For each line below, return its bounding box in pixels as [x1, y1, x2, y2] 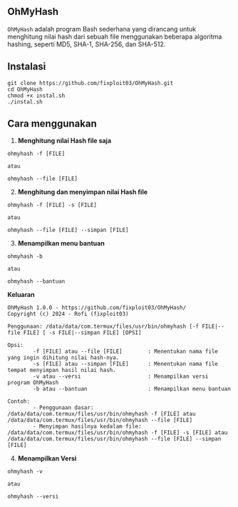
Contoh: [7, 398, 31, 406]
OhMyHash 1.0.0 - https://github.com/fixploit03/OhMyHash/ [7, 304, 187, 311]
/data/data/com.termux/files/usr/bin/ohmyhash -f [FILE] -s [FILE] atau [7, 429, 228, 436]
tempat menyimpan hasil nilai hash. [7, 367, 116, 374]
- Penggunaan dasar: [33, 404, 94, 411]
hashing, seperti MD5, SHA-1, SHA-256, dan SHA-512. [7, 39, 166, 49]
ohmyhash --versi [7, 493, 59, 501]
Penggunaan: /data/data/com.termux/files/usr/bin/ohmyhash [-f [7, 323, 200, 331]
